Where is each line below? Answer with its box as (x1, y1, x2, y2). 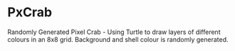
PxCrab (7, 4, 53, 21)
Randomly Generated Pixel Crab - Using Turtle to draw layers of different (7, 28, 221, 36)
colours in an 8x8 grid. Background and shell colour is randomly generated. (7, 35, 229, 43)
